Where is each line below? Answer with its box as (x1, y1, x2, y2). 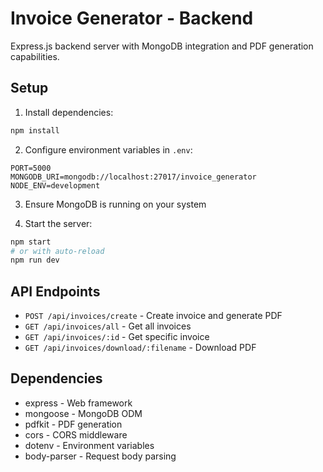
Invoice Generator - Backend (10, 7, 254, 30)
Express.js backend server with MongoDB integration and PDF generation (10, 40, 314, 52)
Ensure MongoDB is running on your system (24, 198, 207, 210)
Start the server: (24, 217, 93, 229)
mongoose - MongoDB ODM (24, 407, 143, 419)
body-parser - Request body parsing (24, 450, 177, 462)
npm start (10, 237, 52, 247)
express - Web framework (24, 397, 133, 409)
